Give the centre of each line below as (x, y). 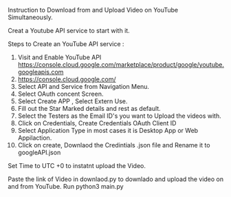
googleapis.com (41, 72)
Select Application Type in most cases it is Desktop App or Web (108, 131)
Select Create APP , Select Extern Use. (73, 101)
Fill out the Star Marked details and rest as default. (89, 108)
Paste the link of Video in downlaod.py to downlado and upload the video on (116, 179)
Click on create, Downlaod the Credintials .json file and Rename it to (114, 145)
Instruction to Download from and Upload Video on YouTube (93, 10)
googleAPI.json (39, 152)
